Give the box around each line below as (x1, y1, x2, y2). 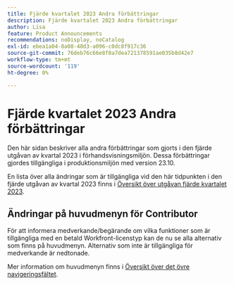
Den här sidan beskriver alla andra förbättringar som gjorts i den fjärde (7, 144, 213, 152)
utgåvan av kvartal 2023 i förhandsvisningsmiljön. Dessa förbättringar (7, 151, 210, 160)
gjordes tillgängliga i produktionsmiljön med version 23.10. (7, 159, 175, 167)
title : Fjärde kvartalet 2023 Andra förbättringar (7, 10, 159, 18)
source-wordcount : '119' (7, 63, 80, 70)
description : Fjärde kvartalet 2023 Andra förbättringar (7, 17, 178, 24)
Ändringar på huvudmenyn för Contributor (7, 208, 199, 220)
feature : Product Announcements (7, 30, 102, 37)
